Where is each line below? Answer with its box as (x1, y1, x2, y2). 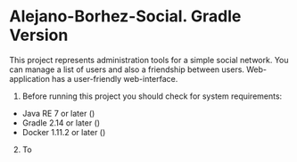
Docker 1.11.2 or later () (21, 126, 106, 137)
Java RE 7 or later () (21, 108, 95, 118)
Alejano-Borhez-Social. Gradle (9, 6, 242, 27)
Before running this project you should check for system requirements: (21, 91, 283, 101)
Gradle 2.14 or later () (21, 117, 101, 128)
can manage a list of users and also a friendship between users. (9, 64, 245, 75)
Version (9, 25, 69, 45)
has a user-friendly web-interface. (52, 73, 178, 84)
